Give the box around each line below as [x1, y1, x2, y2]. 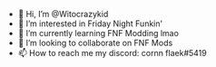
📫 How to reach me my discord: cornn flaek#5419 [17, 48, 207, 58]
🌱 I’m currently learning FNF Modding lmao [17, 28, 180, 38]
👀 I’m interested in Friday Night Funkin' [17, 18, 163, 29]
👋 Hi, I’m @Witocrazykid [17, 9, 109, 19]
